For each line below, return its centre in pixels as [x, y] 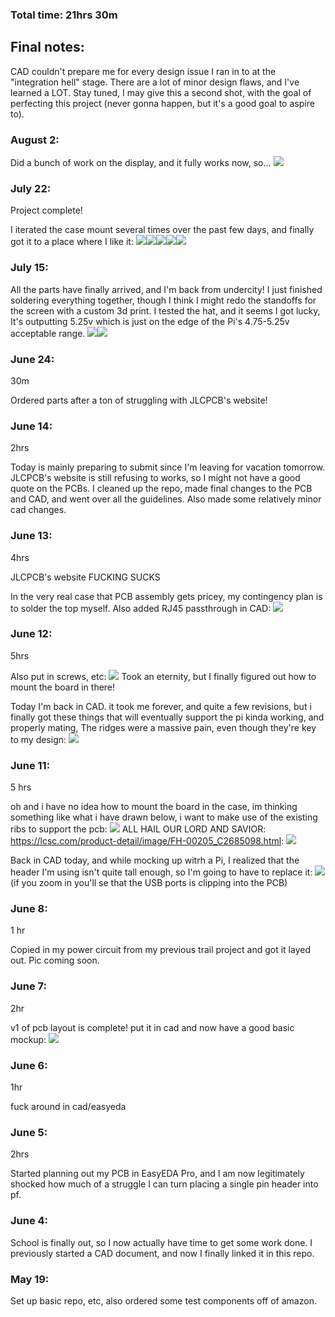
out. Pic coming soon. [55, 960]
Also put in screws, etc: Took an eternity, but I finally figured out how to [163, 676]
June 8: [29, 909]
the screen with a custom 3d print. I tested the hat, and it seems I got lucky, [165, 310]
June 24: [32, 359]
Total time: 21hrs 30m [64, 15]
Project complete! [46, 210]
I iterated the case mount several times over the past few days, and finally [162, 230]
